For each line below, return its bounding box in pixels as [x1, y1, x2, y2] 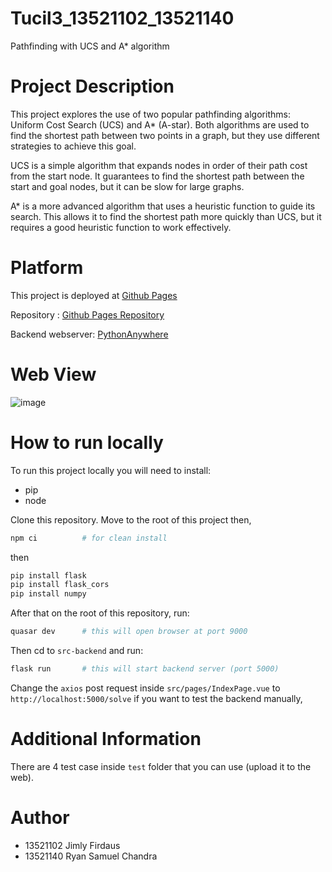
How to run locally [10, 431, 164, 454]
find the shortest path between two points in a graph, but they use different [10, 129, 320, 141]
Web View [10, 363, 97, 386]
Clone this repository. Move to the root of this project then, [10, 513, 252, 526]
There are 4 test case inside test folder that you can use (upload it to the [10, 760, 312, 772]
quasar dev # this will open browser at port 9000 [10, 627, 248, 637]
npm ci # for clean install [10, 533, 168, 543]
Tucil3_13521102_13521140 [10, 7, 235, 30]
